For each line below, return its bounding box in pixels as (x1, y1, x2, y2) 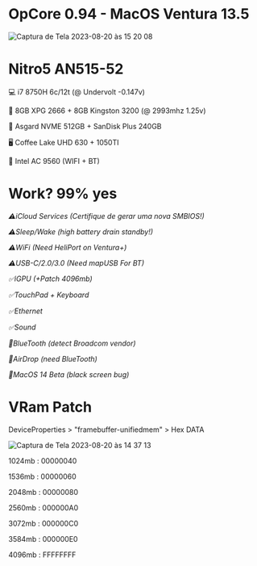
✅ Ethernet (8, 306, 43, 316)
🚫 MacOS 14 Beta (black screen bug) (8, 369, 130, 379)
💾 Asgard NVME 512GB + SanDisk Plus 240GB (8, 121, 163, 131)
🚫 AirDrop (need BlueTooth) (8, 354, 98, 363)
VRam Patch (8, 398, 93, 416)
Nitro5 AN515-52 (8, 60, 124, 78)
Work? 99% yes (8, 185, 118, 203)
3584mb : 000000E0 (8, 534, 78, 543)
